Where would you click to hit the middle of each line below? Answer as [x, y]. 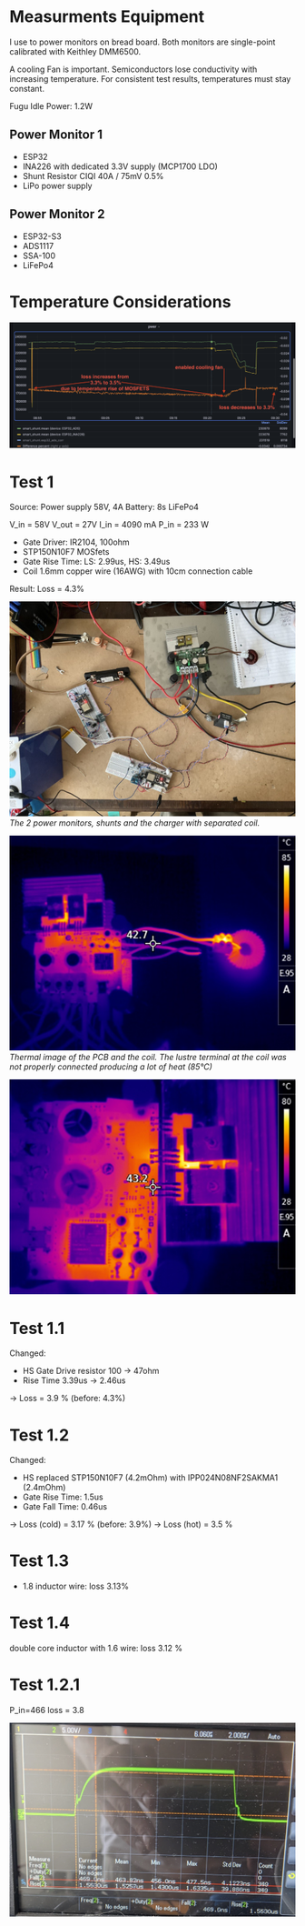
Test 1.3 [39, 1561]
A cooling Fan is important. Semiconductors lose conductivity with [133, 69]
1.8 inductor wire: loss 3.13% [76, 1586]
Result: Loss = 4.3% [47, 589]
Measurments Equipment [107, 17]
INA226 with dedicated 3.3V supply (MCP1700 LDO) [120, 166]
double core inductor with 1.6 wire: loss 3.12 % [96, 1649]
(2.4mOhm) [44, 1488]
